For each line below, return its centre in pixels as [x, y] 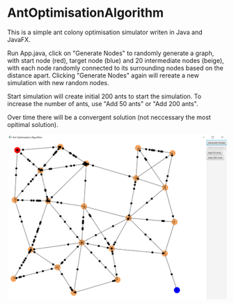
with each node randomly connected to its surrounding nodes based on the [116, 68]
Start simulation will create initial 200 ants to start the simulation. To [104, 96]
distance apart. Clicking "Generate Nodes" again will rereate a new [103, 75]
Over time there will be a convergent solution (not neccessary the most [109, 117]
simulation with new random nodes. [58, 82]
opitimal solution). [33, 124]
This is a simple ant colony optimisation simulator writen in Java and [105, 32]
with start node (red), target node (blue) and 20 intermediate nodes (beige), [116, 60]
